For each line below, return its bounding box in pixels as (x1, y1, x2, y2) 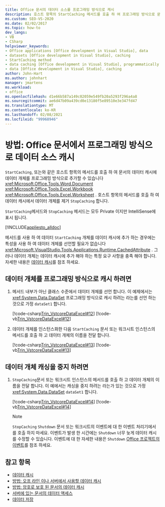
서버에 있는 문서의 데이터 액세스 (12, 490, 73, 496)
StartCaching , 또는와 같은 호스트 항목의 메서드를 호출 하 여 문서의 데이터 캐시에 (5, 169, 157, 175)
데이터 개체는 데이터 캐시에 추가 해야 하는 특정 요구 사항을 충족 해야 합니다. (14, 253, 157, 258)
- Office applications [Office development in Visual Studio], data (5, 48, 148, 53)
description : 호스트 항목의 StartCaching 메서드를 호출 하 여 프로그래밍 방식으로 (5, 12, 155, 17)
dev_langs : (5, 30, 27, 35)
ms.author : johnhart (5, 76, 48, 81)
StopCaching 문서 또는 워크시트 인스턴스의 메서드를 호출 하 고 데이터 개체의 (12, 377, 155, 383)
